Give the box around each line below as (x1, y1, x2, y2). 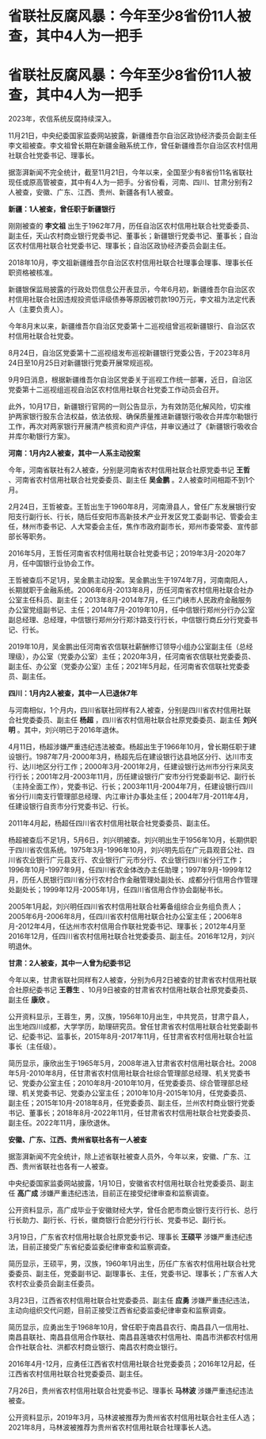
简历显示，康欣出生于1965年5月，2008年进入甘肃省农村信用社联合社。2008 (8, 1059, 257, 1068)
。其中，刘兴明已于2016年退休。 (17, 725, 123, 735)
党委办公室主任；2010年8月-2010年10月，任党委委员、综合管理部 (21, 1079, 235, 1088)
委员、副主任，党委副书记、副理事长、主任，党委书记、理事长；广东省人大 (14, 1269, 258, 1279)
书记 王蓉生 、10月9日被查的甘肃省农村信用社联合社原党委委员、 (42, 985, 253, 995)
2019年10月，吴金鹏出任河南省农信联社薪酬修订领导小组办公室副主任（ (8, 642, 240, 652)
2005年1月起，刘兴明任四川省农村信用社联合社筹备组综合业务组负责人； (8, 902, 244, 911)
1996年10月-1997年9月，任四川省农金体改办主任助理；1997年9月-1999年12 (8, 865, 252, 875)
